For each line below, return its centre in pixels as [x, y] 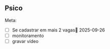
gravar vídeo [25, 41]
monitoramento [28, 35]
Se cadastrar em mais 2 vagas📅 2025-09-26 [59, 30]
